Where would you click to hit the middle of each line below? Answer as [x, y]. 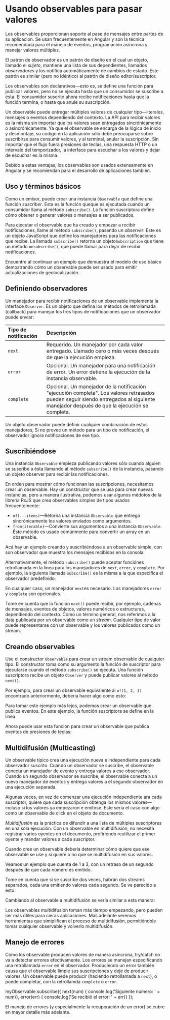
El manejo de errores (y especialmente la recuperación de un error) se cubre [85, 1007]
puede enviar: [20, 317]
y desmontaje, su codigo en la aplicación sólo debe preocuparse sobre [79, 133]
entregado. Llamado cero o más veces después [103, 351]
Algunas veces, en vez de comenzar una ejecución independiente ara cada [83, 797]
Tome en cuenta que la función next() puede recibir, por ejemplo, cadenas [83, 604]
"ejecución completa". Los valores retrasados [101, 393]
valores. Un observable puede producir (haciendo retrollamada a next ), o [81, 976]
